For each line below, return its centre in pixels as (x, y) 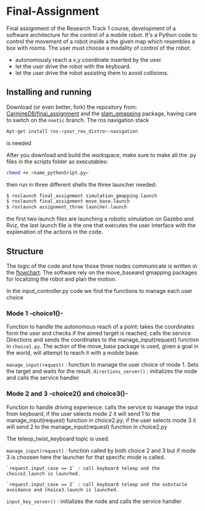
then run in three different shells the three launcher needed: (82, 184)
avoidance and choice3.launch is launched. (63, 490)
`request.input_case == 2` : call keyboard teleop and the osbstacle (97, 484)
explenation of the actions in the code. (55, 232)
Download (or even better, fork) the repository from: (72, 107)
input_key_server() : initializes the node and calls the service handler (94, 501)
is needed (19, 143)
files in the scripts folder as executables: (57, 162)
